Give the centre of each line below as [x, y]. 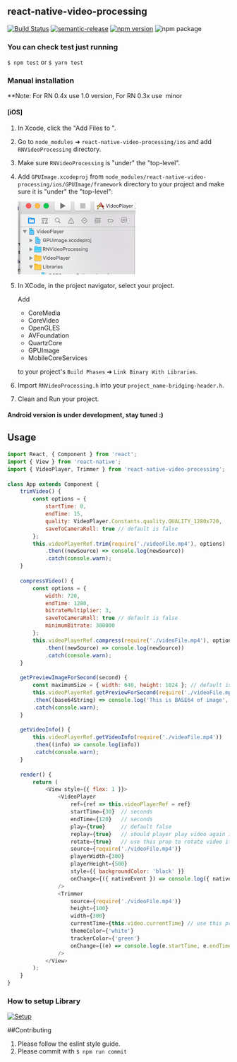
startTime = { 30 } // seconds [111, 812]
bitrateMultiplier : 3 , [78, 611]
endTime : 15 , [64, 514]
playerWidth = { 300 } [97, 857]
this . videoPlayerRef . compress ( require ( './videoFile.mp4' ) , [121, 640]
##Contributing [29, 1030]
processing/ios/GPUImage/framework [70, 184]
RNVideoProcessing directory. [59, 149]
